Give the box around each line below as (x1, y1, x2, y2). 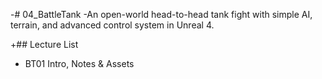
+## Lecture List (10, 39, 79, 50)
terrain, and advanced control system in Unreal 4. (10, 19, 215, 31)
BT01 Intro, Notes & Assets (24, 58, 135, 69)
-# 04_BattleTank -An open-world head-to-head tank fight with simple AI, (10, 9, 313, 20)
